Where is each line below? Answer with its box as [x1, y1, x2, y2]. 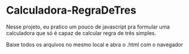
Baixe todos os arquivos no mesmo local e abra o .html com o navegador [6, 41, 183, 48]
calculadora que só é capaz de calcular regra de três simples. [6, 29, 157, 36]
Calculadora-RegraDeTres [6, 4, 137, 17]
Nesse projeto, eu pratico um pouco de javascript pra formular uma [6, 23, 170, 30]
